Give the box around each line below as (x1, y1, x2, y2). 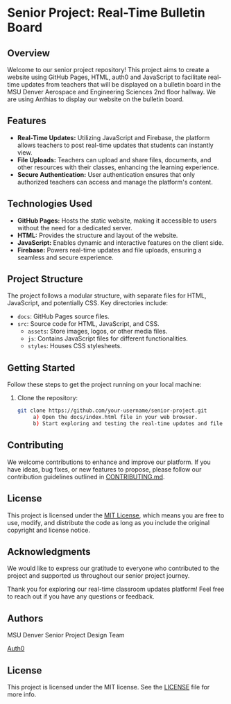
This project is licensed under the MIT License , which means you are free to (7, 511, 225, 520)
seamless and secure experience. (17, 253, 114, 261)
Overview (7, 47, 51, 59)
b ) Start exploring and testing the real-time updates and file (33, 420, 223, 427)
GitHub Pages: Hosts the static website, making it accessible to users (17, 216, 217, 225)
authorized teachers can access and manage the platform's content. (17, 178, 213, 186)
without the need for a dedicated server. (17, 223, 132, 232)
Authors (7, 612, 44, 624)
